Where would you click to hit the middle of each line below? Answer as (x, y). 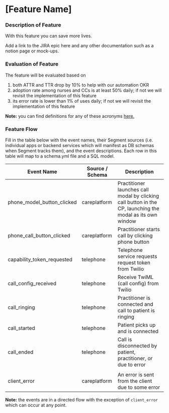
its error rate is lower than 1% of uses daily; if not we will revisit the (82, 101)
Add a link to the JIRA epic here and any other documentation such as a (79, 46)
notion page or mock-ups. (32, 51)
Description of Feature (33, 25)
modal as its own (137, 215)
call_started (21, 328)
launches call (133, 190)
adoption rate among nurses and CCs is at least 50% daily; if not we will (87, 90)
